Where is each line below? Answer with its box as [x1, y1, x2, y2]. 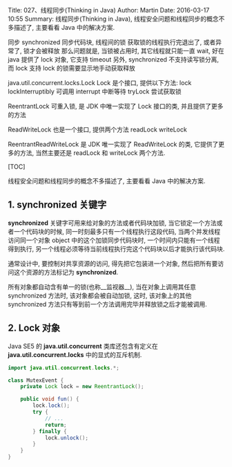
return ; [44, 421, 68, 428]
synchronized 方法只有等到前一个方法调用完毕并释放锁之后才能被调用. [8, 300, 208, 308]
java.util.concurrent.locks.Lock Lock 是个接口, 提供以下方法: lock [8, 79, 192, 86]
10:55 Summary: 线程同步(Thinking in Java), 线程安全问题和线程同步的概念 [8, 15, 220, 23]
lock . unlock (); [44, 434, 89, 441]
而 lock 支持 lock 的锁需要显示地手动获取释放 [8, 64, 135, 72]
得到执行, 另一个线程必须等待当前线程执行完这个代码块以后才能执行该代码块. [8, 244, 225, 253]
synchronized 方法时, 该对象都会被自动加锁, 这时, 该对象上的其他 [8, 291, 192, 300]
